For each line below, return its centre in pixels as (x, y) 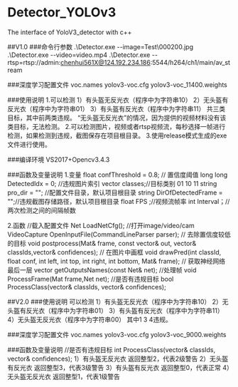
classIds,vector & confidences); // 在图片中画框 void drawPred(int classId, (114, 252)
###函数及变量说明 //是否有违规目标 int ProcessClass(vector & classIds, (112, 349)
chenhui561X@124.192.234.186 (105, 62)
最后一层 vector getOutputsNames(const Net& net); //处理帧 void (102, 270)
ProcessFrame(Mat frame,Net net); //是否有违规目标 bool (91, 279)
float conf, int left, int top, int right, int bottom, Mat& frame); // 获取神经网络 (117, 261)
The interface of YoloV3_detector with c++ (70, 32)
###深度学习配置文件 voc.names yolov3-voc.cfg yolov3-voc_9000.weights (117, 334)
